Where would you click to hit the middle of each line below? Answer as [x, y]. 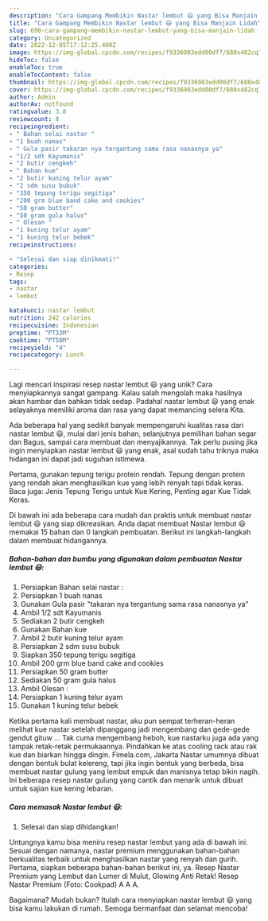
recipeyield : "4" [38, 348]
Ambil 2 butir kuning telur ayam [72, 638]
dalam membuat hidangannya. [58, 541]
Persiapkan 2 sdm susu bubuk [70, 647]
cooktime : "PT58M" [39, 340]
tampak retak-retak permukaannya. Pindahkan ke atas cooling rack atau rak [133, 746]
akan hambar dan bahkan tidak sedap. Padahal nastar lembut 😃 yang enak [132, 402]
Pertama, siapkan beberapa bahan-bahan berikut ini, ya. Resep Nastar [124, 868]
